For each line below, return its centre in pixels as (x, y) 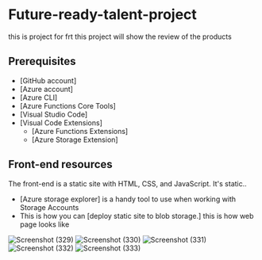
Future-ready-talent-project (102, 15)
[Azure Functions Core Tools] (68, 105)
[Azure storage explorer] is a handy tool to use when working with (128, 199)
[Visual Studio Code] (54, 114)
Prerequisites (42, 61)
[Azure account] (46, 89)
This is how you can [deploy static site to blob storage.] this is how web (137, 216)
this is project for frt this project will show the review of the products (120, 36)
